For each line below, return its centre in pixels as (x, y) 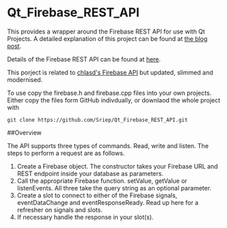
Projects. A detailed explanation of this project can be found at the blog (107, 38)
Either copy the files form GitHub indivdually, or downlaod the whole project (114, 100)
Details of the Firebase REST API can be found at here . (84, 59)
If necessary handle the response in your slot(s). (85, 217)
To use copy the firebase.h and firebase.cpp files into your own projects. (109, 93)
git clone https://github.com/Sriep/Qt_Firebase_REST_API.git (97, 120)
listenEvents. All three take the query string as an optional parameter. (114, 188)
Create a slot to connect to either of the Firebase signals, (97, 195)
